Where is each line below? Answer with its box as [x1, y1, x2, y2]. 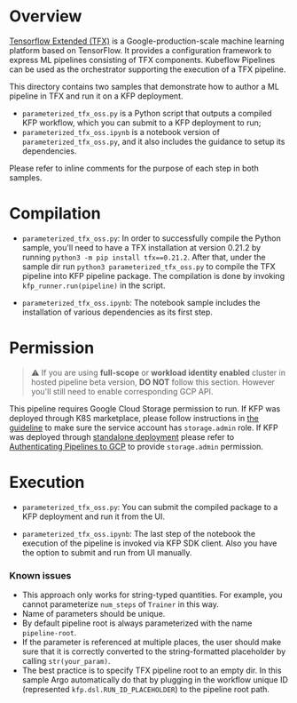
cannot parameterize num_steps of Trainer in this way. [21, 599, 219, 610]
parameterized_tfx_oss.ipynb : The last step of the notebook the [21, 528, 255, 539]
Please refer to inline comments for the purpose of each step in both [9, 163, 259, 173]
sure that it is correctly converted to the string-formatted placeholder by [21, 646, 286, 657]
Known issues [9, 569, 72, 581]
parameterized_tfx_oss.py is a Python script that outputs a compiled [21, 108, 272, 118]
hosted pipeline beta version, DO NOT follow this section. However [30, 376, 275, 387]
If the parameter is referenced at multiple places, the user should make [21, 637, 282, 648]
